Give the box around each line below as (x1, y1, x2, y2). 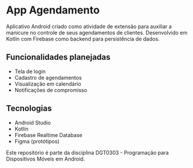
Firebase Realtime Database (14, 131, 83, 138)
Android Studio (14, 119, 51, 126)
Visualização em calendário (14, 80, 81, 87)
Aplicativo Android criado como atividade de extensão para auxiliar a (6, 23, 172, 30)
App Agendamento (6, 4, 100, 17)
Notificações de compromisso (14, 86, 88, 94)
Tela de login (14, 68, 46, 75)
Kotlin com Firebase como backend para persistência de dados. (6, 35, 160, 42)
